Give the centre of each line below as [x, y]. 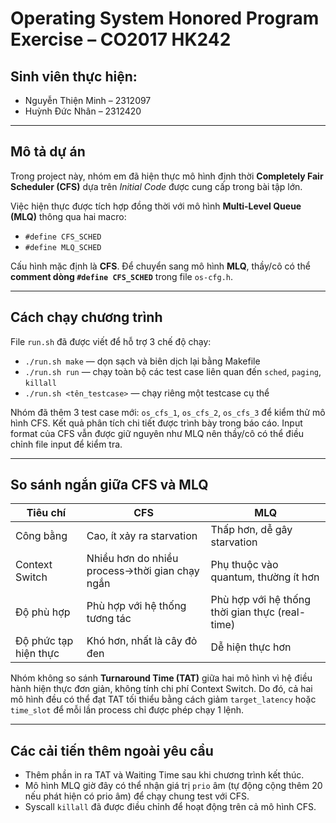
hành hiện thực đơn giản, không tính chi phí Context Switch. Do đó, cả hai [161, 689]
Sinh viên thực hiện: [74, 76]
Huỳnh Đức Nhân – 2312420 [83, 111]
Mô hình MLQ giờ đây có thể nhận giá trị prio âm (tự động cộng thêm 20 [173, 786]
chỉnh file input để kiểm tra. [66, 444]
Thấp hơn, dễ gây [251, 530]
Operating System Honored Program [165, 18]
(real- [292, 612]
